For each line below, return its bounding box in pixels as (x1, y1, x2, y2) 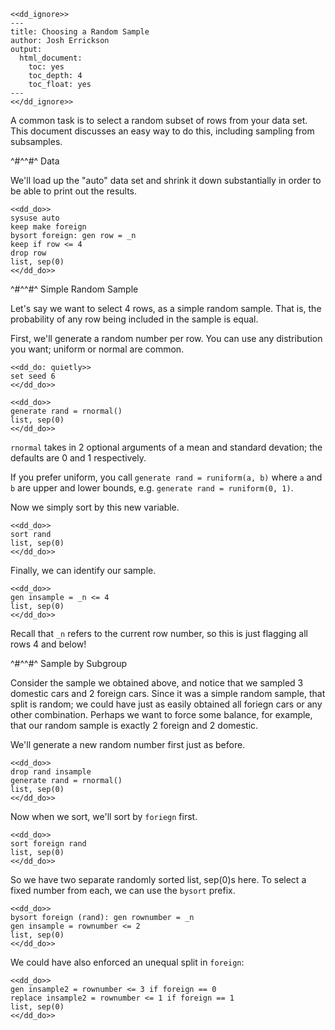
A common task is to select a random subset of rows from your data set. (10, 115, 308, 126)
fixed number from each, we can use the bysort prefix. (10, 885, 236, 896)
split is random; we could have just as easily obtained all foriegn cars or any (10, 698, 323, 710)
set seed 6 (10, 371, 56, 381)
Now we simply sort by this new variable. (10, 501, 180, 513)
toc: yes (28, 62, 65, 72)
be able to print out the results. (10, 185, 138, 197)
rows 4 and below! (10, 638, 87, 650)
